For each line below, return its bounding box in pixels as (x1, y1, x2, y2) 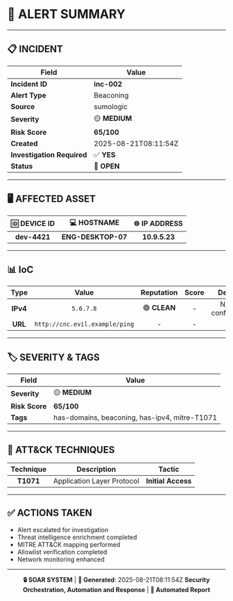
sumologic (93, 101, 128, 111)
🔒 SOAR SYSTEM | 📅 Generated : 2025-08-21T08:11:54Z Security (23, 575, 210, 584)
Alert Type (10, 90, 46, 100)
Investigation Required (10, 149, 87, 159)
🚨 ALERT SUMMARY (7, 6, 126, 22)
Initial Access (146, 476, 192, 486)
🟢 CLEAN (143, 302, 176, 312)
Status (10, 161, 33, 171)
